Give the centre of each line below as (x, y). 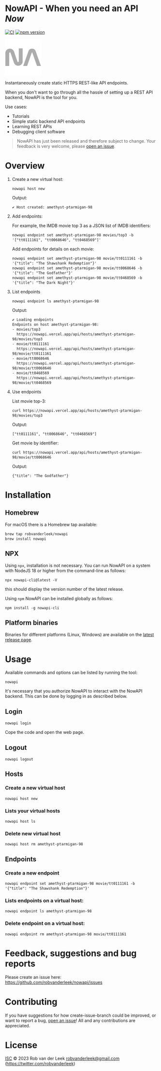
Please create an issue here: (33, 977)
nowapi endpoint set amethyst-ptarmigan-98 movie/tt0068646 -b (77, 268)
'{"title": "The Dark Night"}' (44, 283)
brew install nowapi (26, 539)
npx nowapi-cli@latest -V (31, 580)
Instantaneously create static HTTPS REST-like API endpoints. (67, 82)
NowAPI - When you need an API (72, 8)
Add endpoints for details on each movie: (53, 249)
